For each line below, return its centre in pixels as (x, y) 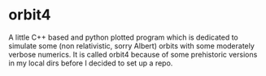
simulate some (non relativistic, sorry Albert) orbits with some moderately (131, 45)
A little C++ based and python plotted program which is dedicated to (123, 37)
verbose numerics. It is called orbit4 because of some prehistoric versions (133, 54)
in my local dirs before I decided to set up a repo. (91, 63)
